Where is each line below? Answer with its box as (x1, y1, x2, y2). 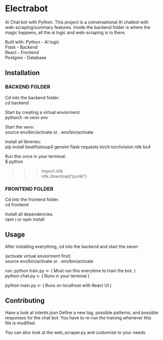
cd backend (5, 100, 29, 106)
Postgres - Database (5, 54, 47, 60)
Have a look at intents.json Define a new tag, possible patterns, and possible (5, 309, 159, 316)
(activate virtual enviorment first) (5, 253, 71, 259)
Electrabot (5, 3, 48, 14)
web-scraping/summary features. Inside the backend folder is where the (5, 24, 151, 30)
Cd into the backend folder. (5, 94, 60, 100)
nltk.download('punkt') (41, 173, 87, 179)
